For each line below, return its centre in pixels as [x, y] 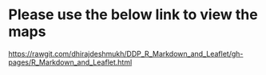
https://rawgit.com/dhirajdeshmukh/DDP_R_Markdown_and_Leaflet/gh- [126, 53]
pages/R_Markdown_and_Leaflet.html [70, 62]
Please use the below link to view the [133, 15]
